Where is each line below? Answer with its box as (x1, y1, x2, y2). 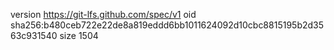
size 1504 (59, 30, 99, 41)
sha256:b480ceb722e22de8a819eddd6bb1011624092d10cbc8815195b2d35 (10, 19, 325, 31)
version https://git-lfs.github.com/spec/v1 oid (10, 9, 197, 20)
